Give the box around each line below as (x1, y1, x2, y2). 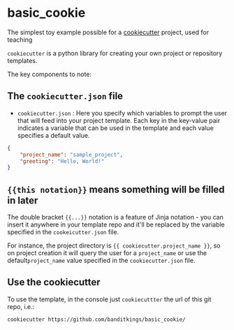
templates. (7, 56, 38, 64)
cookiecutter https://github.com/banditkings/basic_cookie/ (7, 316, 187, 323)
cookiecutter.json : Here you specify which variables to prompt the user (17, 108, 228, 117)
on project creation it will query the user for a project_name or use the (7, 249, 207, 257)
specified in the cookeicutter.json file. (7, 228, 119, 236)
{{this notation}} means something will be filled (7, 183, 225, 195)
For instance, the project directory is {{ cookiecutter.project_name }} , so (7, 241, 221, 250)
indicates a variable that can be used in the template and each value (17, 124, 214, 132)
